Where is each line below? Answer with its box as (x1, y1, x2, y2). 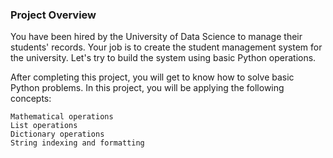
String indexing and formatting (10, 138, 145, 148)
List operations (10, 121, 78, 131)
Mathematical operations (10, 112, 114, 122)
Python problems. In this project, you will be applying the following (10, 82, 285, 94)
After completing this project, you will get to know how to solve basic (10, 71, 295, 83)
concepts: (10, 93, 52, 105)
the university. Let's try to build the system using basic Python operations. (10, 52, 317, 64)
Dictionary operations (10, 129, 105, 140)
